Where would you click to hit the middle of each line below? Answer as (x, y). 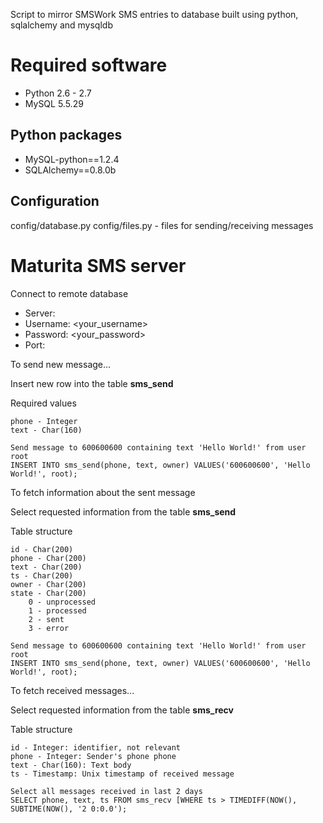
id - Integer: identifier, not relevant (96, 747)
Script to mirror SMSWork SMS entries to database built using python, (154, 14)
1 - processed (57, 610)
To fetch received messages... (72, 690)
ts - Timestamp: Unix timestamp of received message (122, 774)
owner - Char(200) (48, 584)
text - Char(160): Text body (71, 765)
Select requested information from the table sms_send (123, 511)
